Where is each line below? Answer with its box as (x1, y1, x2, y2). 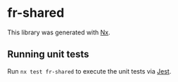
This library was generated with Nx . (7, 28, 110, 36)
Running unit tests (7, 48, 89, 60)
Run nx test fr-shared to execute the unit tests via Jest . (7, 67, 172, 75)
